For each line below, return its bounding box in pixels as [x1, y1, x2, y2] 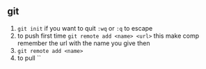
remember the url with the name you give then [17, 38, 150, 47]
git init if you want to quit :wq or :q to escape [17, 24, 153, 32]
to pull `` [17, 54, 42, 62]
